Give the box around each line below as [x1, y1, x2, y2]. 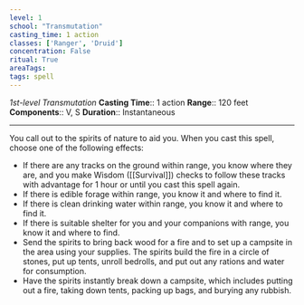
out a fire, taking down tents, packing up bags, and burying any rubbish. [22, 284, 292, 295]
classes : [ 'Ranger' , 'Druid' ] [9, 38, 124, 48]
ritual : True [9, 55, 59, 64]
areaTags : [9, 64, 47, 73]
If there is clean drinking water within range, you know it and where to [22, 198, 283, 209]
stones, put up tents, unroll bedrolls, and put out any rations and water [22, 255, 285, 267]
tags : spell [9, 72, 54, 81]
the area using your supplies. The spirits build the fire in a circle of [22, 246, 270, 257]
